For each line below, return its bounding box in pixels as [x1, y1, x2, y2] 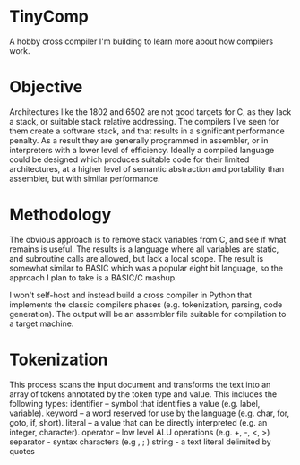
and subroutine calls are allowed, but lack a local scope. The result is [9, 253, 264, 263]
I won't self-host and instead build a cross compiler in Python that [9, 289, 253, 300]
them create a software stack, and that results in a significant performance [9, 125, 285, 136]
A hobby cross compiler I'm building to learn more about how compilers [9, 36, 274, 47]
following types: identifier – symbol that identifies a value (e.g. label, [9, 398, 261, 409]
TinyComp [9, 6, 90, 27]
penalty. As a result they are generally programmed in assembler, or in [9, 134, 269, 145]
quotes [9, 445, 36, 456]
